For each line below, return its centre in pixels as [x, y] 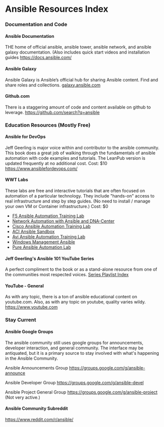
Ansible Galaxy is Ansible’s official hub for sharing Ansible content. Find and [82, 80]
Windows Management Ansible [44, 242]
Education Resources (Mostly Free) [48, 125]
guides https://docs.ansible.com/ [38, 57]
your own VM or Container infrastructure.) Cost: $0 [57, 206]
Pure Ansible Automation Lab [41, 247]
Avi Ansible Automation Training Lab [49, 237]
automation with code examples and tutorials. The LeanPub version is [75, 158]
